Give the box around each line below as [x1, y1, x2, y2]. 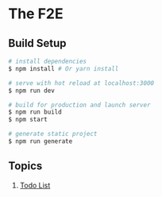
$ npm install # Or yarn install [8, 64, 119, 72]
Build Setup [8, 37, 67, 50]
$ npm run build [8, 108, 62, 116]
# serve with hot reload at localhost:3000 [8, 79, 155, 87]
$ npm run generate [8, 137, 73, 145]
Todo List [19, 180, 51, 190]
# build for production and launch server [8, 101, 151, 109]
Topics [8, 160, 43, 173]
